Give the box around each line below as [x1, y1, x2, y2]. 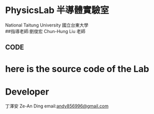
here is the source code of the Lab [5, 63, 149, 74]
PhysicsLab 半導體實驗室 [5, 4, 109, 16]
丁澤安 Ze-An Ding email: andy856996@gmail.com [5, 103, 109, 109]
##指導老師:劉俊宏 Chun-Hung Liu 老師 [5, 28, 86, 34]
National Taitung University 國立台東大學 [5, 22, 88, 28]
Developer [5, 86, 49, 97]
